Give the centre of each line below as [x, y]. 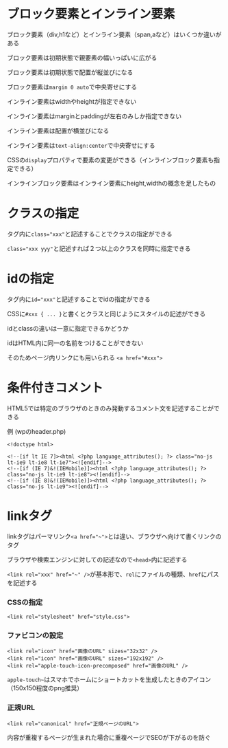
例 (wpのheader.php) [37, 431]
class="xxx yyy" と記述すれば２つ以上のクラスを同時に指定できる [99, 248]
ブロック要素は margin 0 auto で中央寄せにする [72, 87]
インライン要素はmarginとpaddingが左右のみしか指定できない [94, 116]
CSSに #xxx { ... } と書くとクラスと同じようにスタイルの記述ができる [106, 313]
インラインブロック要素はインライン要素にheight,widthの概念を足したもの [112, 183]
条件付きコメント [55, 388]
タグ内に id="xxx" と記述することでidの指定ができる [79, 299]
